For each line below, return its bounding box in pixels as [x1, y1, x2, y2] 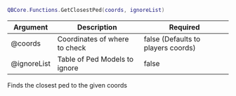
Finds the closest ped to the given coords [7, 81, 128, 89]
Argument [13, 22, 48, 32]
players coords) [143, 43, 196, 53]
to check [57, 43, 86, 53]
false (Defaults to [143, 34, 201, 43]
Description [77, 22, 117, 32]
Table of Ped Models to [57, 54, 134, 64]
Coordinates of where [57, 34, 129, 43]
